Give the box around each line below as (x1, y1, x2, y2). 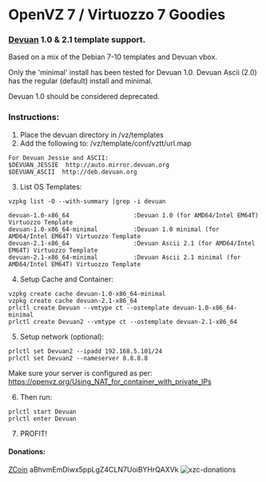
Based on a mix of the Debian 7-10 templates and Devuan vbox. (8, 52, 218, 62)
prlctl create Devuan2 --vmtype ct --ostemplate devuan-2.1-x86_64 (8, 317, 238, 325)
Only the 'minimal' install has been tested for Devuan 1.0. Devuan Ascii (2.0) (8, 68, 257, 78)
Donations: (8, 447, 46, 456)
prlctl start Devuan (8, 408, 77, 416)
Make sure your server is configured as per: (8, 368, 153, 377)
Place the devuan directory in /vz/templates (19, 129, 164, 139)
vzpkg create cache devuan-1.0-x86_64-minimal (8, 289, 166, 297)
